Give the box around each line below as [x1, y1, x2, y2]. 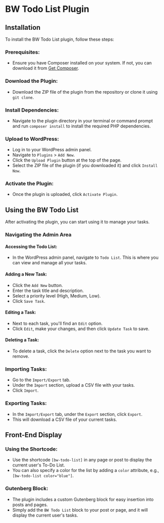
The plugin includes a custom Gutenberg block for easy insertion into [12, 496, 154, 502]
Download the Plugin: [5, 78, 58, 85]
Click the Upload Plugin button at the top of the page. [12, 157, 122, 163]
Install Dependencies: [5, 107, 59, 114]
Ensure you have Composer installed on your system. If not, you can [12, 60, 152, 66]
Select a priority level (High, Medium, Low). [12, 292, 101, 298]
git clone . [12, 94, 34, 100]
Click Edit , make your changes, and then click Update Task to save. [12, 326, 150, 332]
